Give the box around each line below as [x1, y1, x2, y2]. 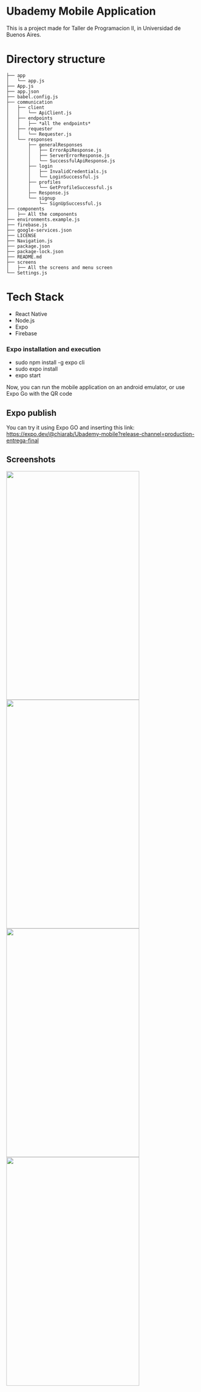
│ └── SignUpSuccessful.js [6, 200, 102, 207]
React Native [15, 310, 47, 318]
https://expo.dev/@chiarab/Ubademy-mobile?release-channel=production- [6, 430, 195, 437]
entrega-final [6, 437, 39, 444]
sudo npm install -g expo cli [15, 359, 85, 366]
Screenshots [6, 454, 56, 465]
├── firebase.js [6, 221, 47, 228]
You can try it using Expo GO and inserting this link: [6, 424, 135, 431]
